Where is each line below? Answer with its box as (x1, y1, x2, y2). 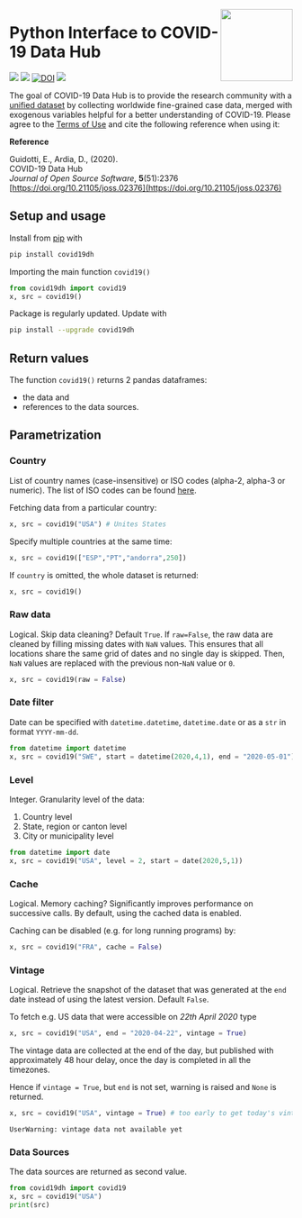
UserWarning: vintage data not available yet (9, 1124, 182, 1134)
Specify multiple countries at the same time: (9, 536, 173, 547)
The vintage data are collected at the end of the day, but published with (9, 1045, 274, 1056)
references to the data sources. (22, 402, 139, 413)
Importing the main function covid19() (9, 266, 151, 277)
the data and (22, 392, 70, 403)
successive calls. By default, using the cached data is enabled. (9, 907, 243, 918)
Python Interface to (9, 23, 157, 43)
